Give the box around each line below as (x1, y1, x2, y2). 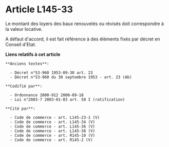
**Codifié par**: (5, 83, 43, 89)
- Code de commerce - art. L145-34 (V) (10, 119, 96, 124)
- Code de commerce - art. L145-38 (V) (10, 128, 96, 134)
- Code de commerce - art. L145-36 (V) (10, 124, 96, 129)
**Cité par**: (5, 106, 36, 111)
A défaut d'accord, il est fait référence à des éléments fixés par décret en (5, 36, 160, 42)
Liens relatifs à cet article (5, 51, 61, 57)
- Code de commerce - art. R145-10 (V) (10, 133, 96, 138)
